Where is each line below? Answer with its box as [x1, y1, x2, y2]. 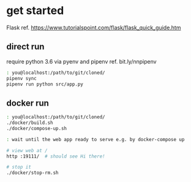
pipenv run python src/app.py [6, 81, 84, 87]
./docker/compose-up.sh [6, 125, 67, 131]
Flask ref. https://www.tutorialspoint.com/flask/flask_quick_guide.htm [6, 24, 181, 31]
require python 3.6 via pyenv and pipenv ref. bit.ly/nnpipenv [6, 57, 157, 65]
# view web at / [6, 147, 48, 153]
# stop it [6, 164, 32, 170]
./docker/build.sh [6, 120, 53, 126]
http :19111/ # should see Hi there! [6, 153, 105, 159]
